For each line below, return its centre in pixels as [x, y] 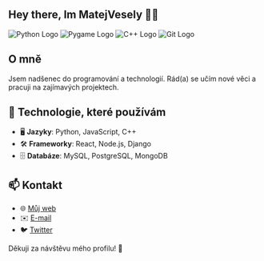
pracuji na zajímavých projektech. [64, 87]
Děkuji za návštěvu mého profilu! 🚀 [66, 248]
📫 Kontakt [35, 185]
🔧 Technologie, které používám [87, 112]
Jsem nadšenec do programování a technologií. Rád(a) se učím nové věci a [132, 78]
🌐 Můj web [38, 208]
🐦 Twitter [36, 230]
